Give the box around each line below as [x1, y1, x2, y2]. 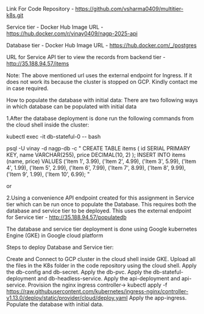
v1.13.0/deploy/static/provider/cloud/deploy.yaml [6, 295, 128, 301]
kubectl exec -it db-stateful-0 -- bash [6, 133, 101, 140]
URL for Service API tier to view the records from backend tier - [6, 54, 166, 60]
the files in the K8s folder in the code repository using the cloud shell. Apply [6, 262, 197, 269]
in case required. [6, 85, 49, 92]
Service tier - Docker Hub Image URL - [6, 24, 104, 30]
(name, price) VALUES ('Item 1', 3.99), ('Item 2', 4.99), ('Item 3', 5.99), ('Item [6, 158, 197, 165]
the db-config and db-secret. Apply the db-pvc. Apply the [6, 268, 152, 276]
